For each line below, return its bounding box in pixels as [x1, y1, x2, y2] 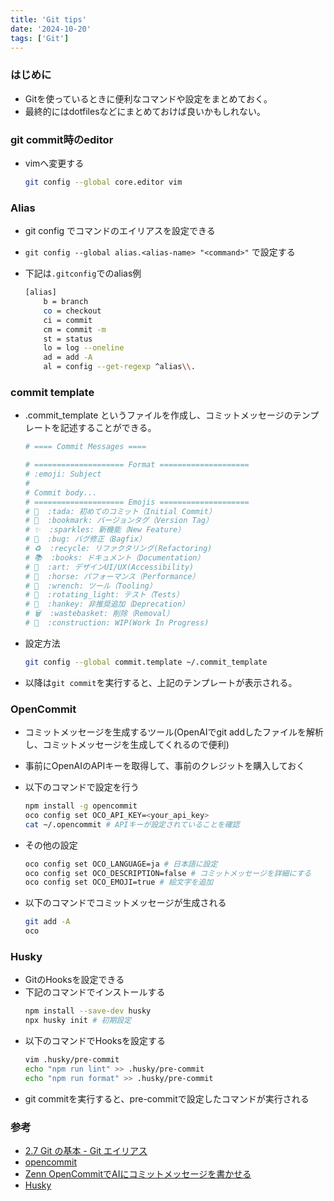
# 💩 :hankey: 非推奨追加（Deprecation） [24, 599, 190, 610]
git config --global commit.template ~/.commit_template [24, 657, 268, 667]
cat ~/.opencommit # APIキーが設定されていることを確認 [24, 819, 240, 830]
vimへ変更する [24, 157, 85, 169]
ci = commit [43, 315, 93, 325]
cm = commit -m [43, 324, 107, 335]
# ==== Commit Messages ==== [24, 442, 147, 452]
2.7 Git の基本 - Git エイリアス [24, 1145, 148, 1157]
